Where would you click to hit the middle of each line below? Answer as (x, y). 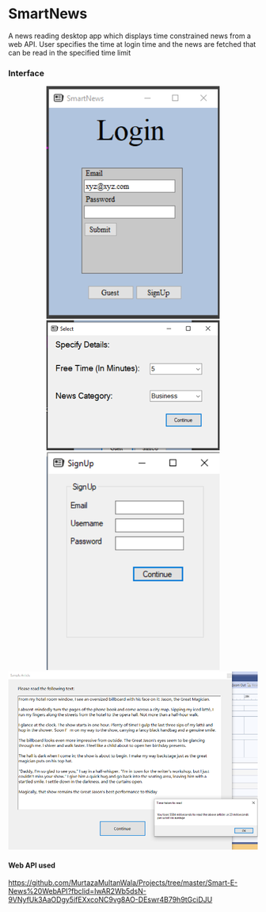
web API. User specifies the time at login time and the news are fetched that (132, 44)
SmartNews (48, 14)
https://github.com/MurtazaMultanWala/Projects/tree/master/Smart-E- (123, 883)
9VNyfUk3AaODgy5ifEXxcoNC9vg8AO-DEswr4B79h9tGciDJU (110, 900)
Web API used (32, 865)
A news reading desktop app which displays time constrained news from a (130, 36)
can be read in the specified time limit (70, 52)
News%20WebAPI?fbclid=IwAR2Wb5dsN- (77, 891)
